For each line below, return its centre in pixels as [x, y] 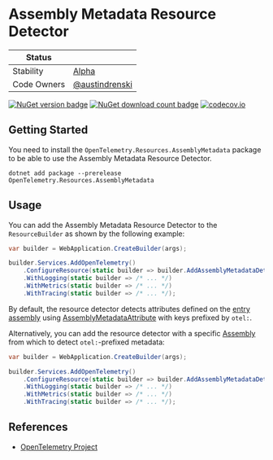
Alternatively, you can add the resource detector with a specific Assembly [132, 333]
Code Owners [39, 84]
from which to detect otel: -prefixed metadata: [87, 342]
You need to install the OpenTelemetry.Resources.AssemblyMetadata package [135, 149]
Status [39, 57]
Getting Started [48, 130]
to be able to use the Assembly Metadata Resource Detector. [110, 158]
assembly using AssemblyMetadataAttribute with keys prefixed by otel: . [130, 318]
